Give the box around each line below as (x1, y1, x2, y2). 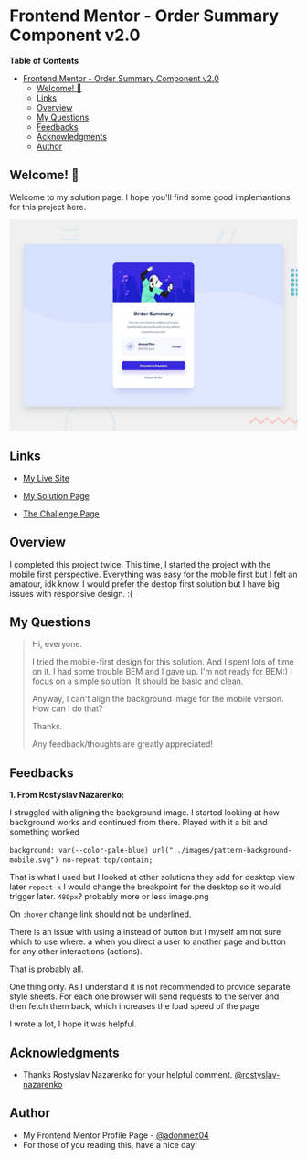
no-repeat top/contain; (62, 856, 153, 865)
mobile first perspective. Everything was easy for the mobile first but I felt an (9, 569, 298, 579)
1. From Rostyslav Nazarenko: (9, 790, 125, 801)
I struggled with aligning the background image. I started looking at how (9, 807, 281, 818)
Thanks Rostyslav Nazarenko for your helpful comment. (22, 1069, 233, 1079)
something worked (9, 826, 80, 837)
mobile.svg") (9, 856, 59, 865)
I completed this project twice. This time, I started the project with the (9, 558, 271, 569)
